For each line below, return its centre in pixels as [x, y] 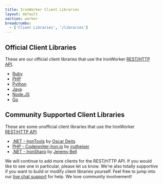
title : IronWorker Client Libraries [42, 9]
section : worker [21, 18]
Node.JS [21, 94]
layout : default [21, 14]
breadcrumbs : [18, 23]
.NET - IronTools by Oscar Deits [44, 141]
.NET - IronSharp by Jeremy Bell [45, 151]
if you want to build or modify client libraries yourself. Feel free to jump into [80, 171]
